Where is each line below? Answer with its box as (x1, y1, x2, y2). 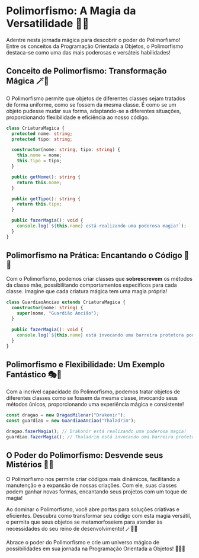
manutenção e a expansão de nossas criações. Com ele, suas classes (6, 482, 177, 489)
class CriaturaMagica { (6, 125, 65, 131)
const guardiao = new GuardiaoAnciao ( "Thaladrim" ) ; (6, 418, 136, 424)
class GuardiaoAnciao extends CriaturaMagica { (6, 299, 126, 306)
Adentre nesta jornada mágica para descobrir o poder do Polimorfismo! (6, 36, 181, 43)
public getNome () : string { (11, 174, 81, 180)
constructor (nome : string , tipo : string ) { (11, 147, 120, 153)
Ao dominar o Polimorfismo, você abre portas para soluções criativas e (6, 505, 179, 513)
